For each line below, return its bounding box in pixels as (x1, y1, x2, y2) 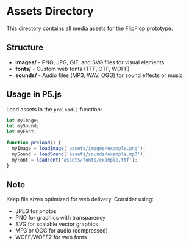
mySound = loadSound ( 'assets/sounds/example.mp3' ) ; (12, 151, 146, 157)
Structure (6, 42, 44, 53)
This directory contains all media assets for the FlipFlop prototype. (6, 24, 173, 32)
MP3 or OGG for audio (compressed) (15, 227, 108, 234)
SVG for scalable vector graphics (15, 220, 99, 228)
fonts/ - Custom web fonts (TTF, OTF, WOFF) (15, 65, 130, 72)
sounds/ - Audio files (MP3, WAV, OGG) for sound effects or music (15, 72, 184, 79)
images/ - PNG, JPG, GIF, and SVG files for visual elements (15, 58, 165, 65)
